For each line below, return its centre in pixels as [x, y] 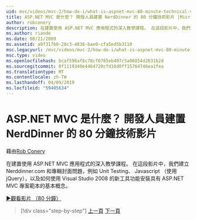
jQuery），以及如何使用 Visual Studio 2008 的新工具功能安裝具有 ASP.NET [95, 178]
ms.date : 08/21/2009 [31, 39]
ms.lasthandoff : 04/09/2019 [40, 83]
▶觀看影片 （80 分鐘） [34, 198]
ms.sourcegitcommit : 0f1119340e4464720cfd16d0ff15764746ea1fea [85, 66]
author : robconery [28, 22]
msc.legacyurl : [25, 50]
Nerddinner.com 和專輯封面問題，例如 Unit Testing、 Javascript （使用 [91, 171]
